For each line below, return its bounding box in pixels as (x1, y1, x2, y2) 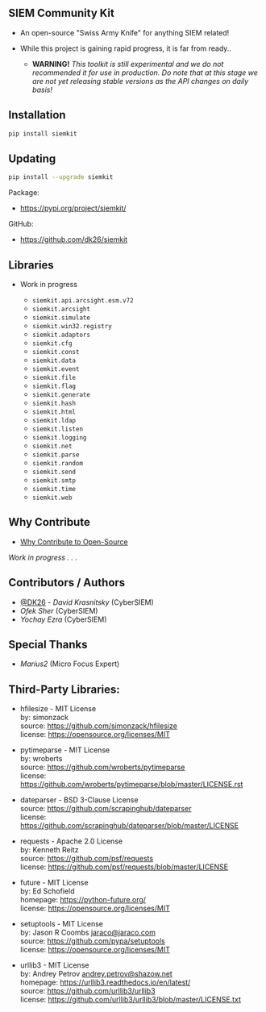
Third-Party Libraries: (8, 682, 121, 696)
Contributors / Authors (8, 576, 126, 589)
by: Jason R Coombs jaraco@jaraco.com (19, 927, 156, 938)
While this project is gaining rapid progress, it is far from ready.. (19, 44, 232, 53)
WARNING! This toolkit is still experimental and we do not (31, 59, 224, 69)
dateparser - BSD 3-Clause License (19, 795, 139, 805)
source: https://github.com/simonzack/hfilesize (19, 721, 177, 731)
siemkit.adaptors (31, 331, 91, 339)
